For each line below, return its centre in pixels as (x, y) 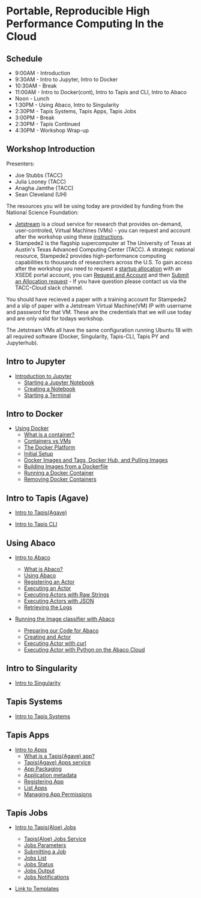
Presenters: (20, 164)
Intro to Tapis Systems (43, 716)
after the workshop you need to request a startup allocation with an (98, 269)
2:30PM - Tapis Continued (48, 124)
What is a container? (49, 435)
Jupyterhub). (22, 342)
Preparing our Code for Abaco (61, 631)
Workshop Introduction (51, 149)
